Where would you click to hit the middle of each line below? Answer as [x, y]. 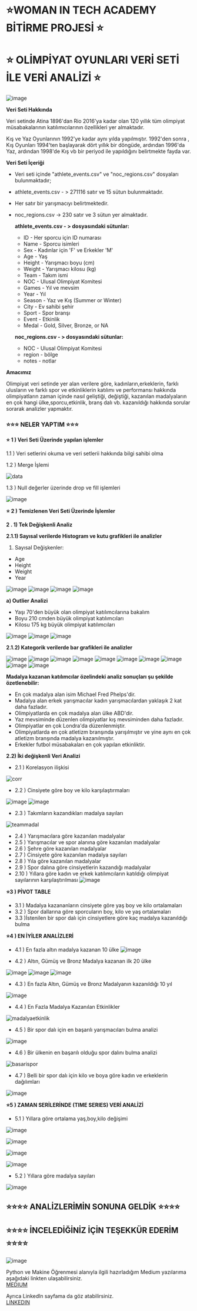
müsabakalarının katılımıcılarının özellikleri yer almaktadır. [76, 127]
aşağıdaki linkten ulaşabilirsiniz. [44, 1278]
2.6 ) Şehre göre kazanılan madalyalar [61, 849]
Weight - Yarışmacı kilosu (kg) [60, 269]
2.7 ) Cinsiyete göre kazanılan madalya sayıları [71, 855]
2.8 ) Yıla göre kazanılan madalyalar [58, 861]
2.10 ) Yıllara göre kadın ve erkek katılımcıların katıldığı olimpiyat [91, 874]
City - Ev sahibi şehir [49, 307]
